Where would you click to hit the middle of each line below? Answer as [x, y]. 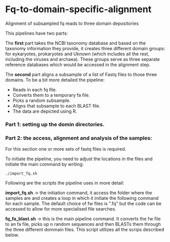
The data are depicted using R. [45, 111]
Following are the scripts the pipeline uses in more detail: [65, 183]
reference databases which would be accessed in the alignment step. [78, 64]
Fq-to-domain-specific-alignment [78, 9]
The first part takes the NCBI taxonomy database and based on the [76, 43]
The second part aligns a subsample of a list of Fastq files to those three [81, 74]
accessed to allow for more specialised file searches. [61, 209]
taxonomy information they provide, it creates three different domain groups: [85, 48]
